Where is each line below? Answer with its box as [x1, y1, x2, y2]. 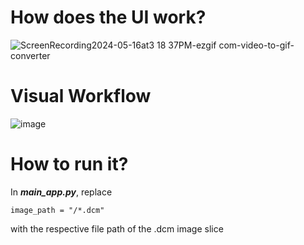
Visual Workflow [10, 85, 152, 108]
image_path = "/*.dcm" [10, 205, 105, 215]
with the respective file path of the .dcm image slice [10, 222, 224, 235]
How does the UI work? [10, 6, 207, 29]
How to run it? [10, 153, 129, 176]
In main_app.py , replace [10, 186, 113, 198]
